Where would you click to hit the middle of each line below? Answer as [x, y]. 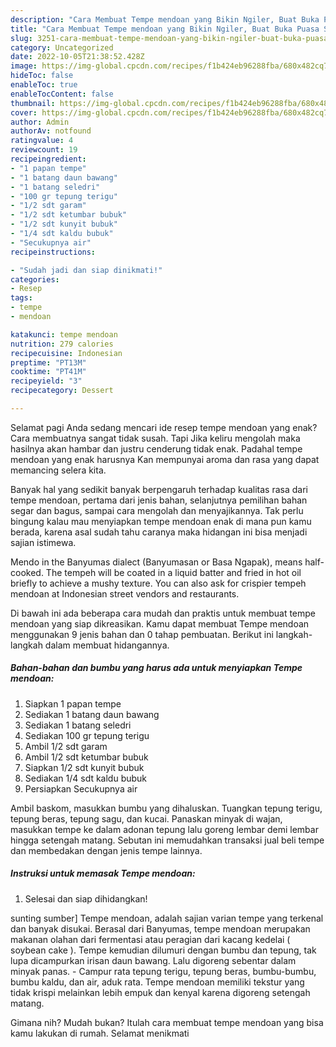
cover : [24, 112]
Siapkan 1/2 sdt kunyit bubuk [84, 767]
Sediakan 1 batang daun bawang [92, 714]
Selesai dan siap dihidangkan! [86, 898]
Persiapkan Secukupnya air [81, 788]
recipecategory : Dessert [62, 391]
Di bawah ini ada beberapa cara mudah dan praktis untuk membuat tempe [163, 613]
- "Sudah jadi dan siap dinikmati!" [86, 270]
